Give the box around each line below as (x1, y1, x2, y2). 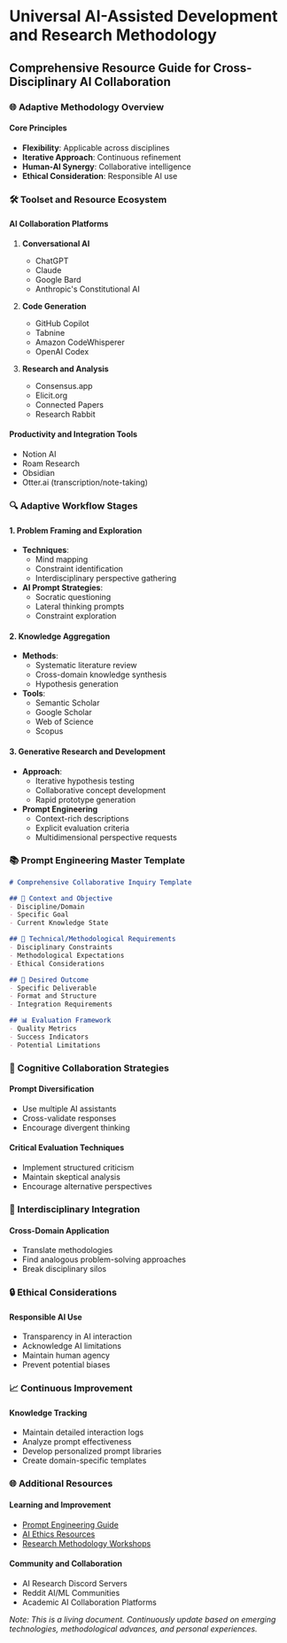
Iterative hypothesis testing (35, 775, 135, 786)
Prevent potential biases (21, 1359, 111, 1370)
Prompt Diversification (9, 1084, 95, 1094)
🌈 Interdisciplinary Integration (9, 1203, 140, 1215)
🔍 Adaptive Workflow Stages (9, 499, 138, 511)
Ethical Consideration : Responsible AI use (21, 170, 178, 181)
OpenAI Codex (35, 346, 89, 356)
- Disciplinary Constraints (9, 943, 113, 952)
